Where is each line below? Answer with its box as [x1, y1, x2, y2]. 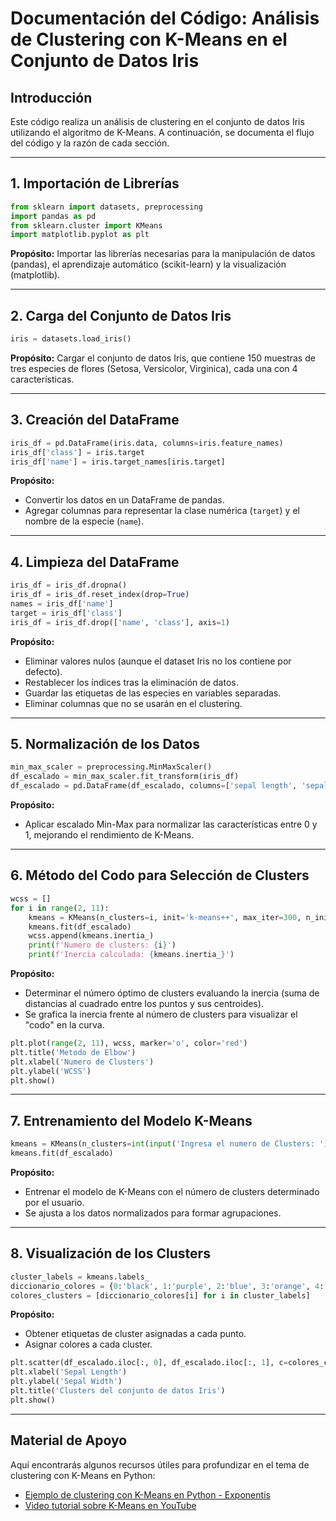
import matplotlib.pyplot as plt [10, 230, 150, 240]
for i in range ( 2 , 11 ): [10, 903, 110, 913]
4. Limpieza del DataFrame [10, 553, 180, 571]
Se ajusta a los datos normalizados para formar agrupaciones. [24, 1207, 282, 1219]
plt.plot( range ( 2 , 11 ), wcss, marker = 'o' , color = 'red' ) [10, 1038, 248, 1048]
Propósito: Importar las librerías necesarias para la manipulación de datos [10, 248, 316, 260]
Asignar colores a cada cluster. [24, 1338, 153, 1351]
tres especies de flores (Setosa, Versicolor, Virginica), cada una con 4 [10, 363, 298, 374]
